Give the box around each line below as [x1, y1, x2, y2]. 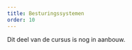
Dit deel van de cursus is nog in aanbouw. [7, 35, 126, 43]
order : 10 [7, 16, 36, 23]
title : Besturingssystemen [7, 10, 85, 17]
